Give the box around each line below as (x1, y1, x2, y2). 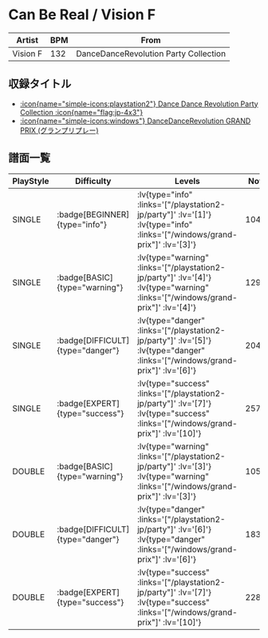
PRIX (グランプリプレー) (19, 126, 99, 135)
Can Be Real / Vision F (8, 6, 156, 24)
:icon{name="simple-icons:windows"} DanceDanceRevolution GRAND (19, 116, 251, 126)
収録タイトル (8, 78, 72, 91)
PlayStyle (12, 175, 49, 186)
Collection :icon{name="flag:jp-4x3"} (19, 107, 144, 117)
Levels (174, 175, 201, 186)
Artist (16, 34, 38, 46)
